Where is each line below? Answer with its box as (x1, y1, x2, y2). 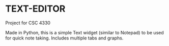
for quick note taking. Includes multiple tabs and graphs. (5, 35, 124, 41)
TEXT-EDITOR (5, 3, 66, 15)
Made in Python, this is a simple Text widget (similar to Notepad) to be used (5, 29, 164, 35)
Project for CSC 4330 (5, 20, 51, 26)
